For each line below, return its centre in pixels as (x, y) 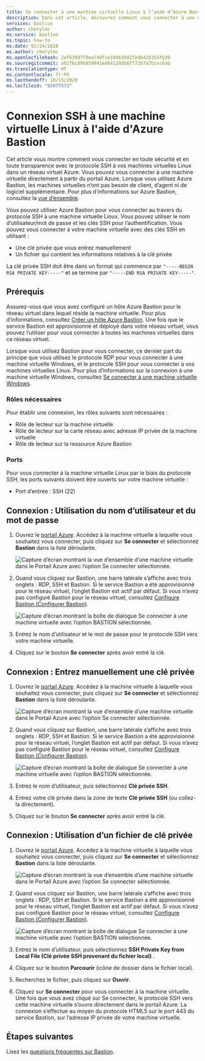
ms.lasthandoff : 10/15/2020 (42, 80)
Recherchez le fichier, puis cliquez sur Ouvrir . (73, 980)
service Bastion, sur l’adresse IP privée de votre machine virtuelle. (98, 1017)
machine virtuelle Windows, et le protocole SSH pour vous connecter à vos (101, 364)
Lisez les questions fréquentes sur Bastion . (60, 1051)
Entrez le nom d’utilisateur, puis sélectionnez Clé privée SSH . (92, 786)
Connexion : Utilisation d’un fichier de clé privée (100, 835)
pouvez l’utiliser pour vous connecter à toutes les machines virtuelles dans (100, 332)
